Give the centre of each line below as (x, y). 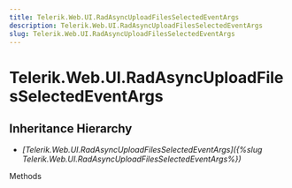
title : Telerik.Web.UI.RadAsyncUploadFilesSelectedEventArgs (124, 17)
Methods (26, 177)
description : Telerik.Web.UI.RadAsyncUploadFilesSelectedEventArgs (136, 26)
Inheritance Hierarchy (71, 128)
